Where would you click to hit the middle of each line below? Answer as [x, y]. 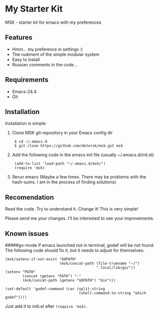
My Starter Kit [34, 9]
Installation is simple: [26, 123]
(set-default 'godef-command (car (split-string [55, 289]
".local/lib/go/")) [116, 268]
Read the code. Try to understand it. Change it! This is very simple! [72, 209]
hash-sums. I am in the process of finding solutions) [64, 182]
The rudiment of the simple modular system [56, 54]
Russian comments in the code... [45, 64]
